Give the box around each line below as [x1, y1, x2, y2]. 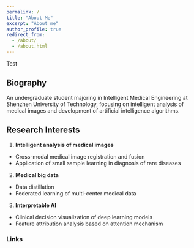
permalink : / [6, 9, 40, 15]
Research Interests [6, 125, 80, 135]
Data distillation [15, 183, 54, 190]
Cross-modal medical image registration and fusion [15, 152, 145, 160]
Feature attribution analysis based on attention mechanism [15, 220, 163, 227]
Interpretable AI [15, 201, 57, 209]
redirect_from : [6, 32, 45, 38]
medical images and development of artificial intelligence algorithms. [6, 107, 180, 114]
